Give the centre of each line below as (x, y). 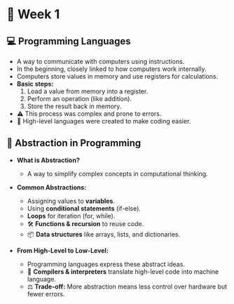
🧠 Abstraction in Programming (74, 143)
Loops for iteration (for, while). (71, 216)
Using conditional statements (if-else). (84, 208)
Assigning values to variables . (71, 201)
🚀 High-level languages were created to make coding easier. (104, 121)
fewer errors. (46, 293)
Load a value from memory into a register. (88, 91)
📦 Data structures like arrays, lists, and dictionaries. (103, 234)
